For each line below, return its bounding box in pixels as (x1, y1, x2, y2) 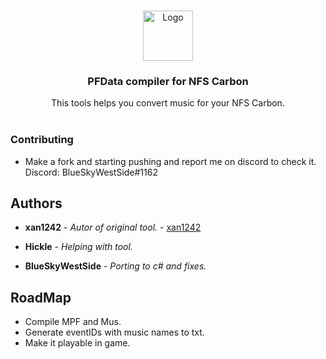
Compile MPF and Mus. (24, 316, 122, 328)
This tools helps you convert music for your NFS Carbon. (51, 97, 285, 109)
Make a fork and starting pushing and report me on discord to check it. (24, 155, 317, 167)
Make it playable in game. (24, 337, 131, 349)
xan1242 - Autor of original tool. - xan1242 (24, 221, 202, 234)
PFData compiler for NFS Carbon (87, 74, 249, 88)
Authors (10, 195, 63, 212)
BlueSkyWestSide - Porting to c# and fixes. (24, 260, 207, 272)
